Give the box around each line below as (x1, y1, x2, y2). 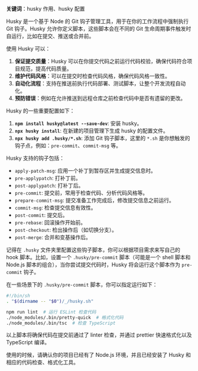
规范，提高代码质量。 (20, 65, 72, 72)
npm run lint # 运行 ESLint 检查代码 (6, 309, 96, 315)
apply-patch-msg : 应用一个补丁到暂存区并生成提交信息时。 (14, 167, 157, 174)
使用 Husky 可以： (6, 45, 51, 52)
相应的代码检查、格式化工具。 (6, 359, 79, 366)
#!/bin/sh (6, 293, 31, 299)
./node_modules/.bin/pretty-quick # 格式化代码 (6, 314, 124, 321)
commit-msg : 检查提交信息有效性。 (14, 204, 96, 211)
